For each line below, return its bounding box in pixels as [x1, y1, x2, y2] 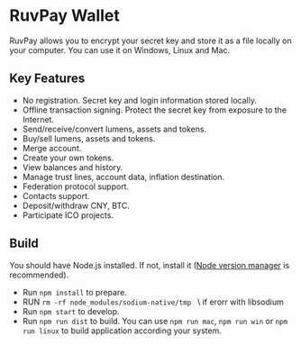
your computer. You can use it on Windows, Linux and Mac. [9, 44, 231, 55]
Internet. [22, 113, 54, 124]
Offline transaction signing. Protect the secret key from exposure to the [22, 104, 287, 115]
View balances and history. [22, 161, 123, 172]
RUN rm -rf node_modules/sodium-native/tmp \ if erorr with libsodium [22, 296, 284, 307]
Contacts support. [22, 190, 90, 201]
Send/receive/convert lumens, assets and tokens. [22, 123, 207, 134]
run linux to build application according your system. [22, 325, 223, 336]
